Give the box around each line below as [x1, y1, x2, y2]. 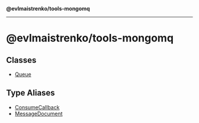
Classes [6, 55, 37, 65]
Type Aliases [6, 88, 55, 98]
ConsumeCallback [14, 103, 60, 111]
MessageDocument [14, 110, 63, 117]
